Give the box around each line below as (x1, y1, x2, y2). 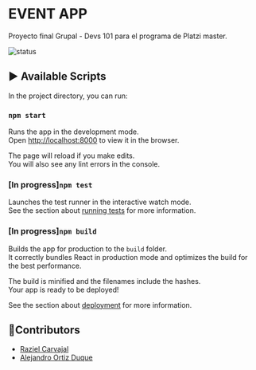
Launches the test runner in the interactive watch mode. (8, 197, 192, 207)
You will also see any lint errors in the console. (8, 159, 161, 169)
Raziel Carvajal (19, 344, 69, 354)
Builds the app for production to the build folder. (8, 244, 168, 254)
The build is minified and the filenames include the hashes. (8, 276, 201, 285)
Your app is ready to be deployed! (8, 285, 119, 294)
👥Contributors (8, 324, 81, 337)
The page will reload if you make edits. (8, 151, 135, 160)
